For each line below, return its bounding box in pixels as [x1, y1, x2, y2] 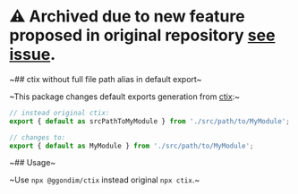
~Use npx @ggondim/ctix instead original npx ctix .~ [9, 174, 200, 185]
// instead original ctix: [9, 108, 110, 117]
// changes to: [9, 132, 66, 142]
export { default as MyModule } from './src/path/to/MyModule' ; [9, 141, 254, 150]
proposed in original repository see [9, 25, 276, 46]
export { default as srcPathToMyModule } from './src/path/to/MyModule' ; [9, 116, 291, 126]
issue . [9, 45, 56, 64]
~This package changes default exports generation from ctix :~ [9, 91, 240, 102]
